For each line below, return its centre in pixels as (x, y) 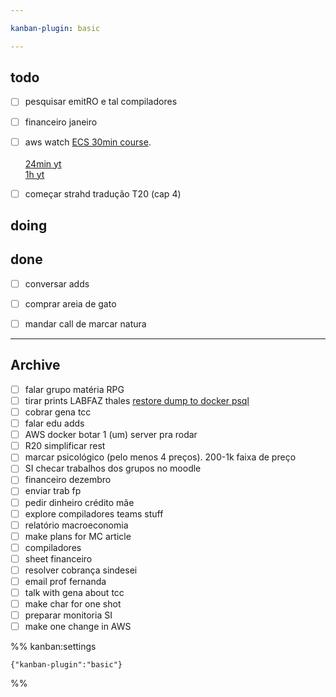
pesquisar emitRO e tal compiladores (101, 102)
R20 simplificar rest (65, 446)
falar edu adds (54, 423)
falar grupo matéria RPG (74, 389)
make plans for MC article (78, 536)
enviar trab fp (53, 491)
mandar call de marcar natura (85, 324)
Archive (35, 365)
